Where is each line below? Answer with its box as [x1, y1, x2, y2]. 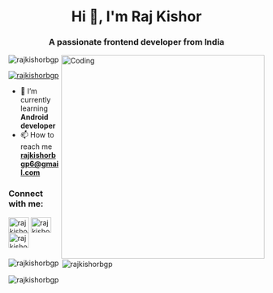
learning [19, 103, 49, 113]
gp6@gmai [19, 159, 59, 169]
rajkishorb [19, 151, 57, 160]
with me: [8, 199, 44, 210]
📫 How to [19, 130, 54, 140]
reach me [19, 142, 53, 151]
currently [19, 95, 51, 105]
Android [19, 112, 49, 122]
